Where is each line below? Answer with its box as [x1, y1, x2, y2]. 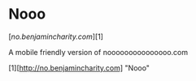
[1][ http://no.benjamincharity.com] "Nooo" [8, 62, 150, 73]
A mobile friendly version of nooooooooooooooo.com [8, 47, 189, 57]
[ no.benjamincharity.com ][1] [8, 32, 104, 41]
